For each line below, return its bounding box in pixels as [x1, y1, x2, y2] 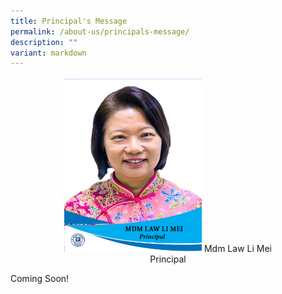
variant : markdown [10, 48, 87, 58]
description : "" [10, 37, 78, 47]
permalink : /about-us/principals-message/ [10, 26, 190, 37]
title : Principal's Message [10, 16, 128, 26]
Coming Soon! [10, 273, 70, 285]
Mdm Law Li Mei [203, 243, 272, 255]
